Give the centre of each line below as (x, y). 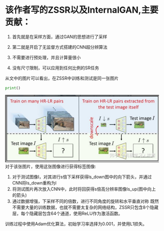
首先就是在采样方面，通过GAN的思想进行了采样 (60, 37)
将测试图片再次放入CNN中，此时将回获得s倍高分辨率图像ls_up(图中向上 (84, 189)
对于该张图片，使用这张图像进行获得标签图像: (51, 167)
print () (13, 88)
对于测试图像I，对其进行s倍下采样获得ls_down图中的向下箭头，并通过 (82, 177)
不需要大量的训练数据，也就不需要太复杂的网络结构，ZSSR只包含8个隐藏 (85, 208)
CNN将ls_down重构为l (34, 183)
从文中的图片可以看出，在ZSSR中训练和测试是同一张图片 (62, 78)
